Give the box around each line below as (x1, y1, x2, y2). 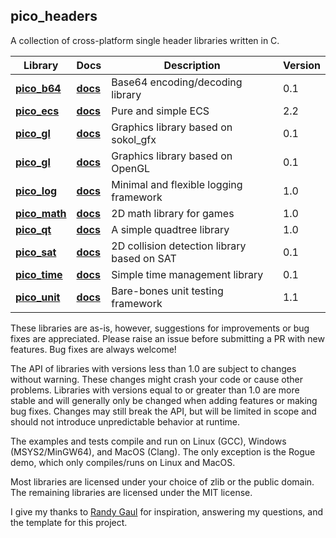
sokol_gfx (111, 132, 157, 146)
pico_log (15, 184, 58, 198)
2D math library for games (111, 206, 235, 220)
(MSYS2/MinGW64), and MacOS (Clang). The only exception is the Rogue (10, 445, 316, 458)
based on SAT (111, 251, 177, 265)
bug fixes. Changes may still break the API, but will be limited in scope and (10, 405, 317, 417)
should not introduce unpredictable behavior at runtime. (10, 415, 241, 428)
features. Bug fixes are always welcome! (10, 343, 177, 355)
